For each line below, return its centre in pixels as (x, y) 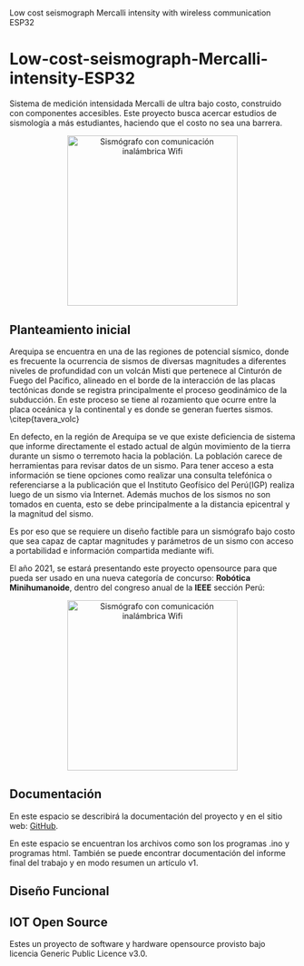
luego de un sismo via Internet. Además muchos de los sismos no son (140, 494)
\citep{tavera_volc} (44, 419)
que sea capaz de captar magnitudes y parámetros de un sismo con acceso (152, 541)
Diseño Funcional (59, 891)
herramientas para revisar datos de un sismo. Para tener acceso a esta (142, 465)
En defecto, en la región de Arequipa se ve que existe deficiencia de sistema (152, 436)
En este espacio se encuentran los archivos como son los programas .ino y (150, 843)
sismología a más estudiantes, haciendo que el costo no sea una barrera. (146, 123)
